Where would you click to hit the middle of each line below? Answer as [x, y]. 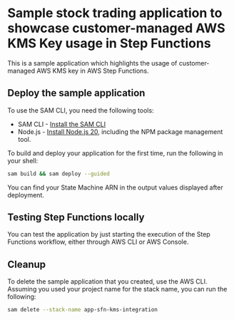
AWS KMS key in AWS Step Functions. [93, 71]
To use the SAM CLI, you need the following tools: [81, 110]
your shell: [23, 160]
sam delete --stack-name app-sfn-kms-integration [83, 310]
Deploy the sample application [76, 93]
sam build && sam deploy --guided [59, 174]
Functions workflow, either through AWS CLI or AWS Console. [98, 242]
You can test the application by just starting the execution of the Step [109, 234]
